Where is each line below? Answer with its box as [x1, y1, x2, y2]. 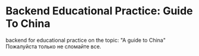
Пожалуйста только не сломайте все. [5, 43, 102, 50]
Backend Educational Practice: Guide [5, 4, 193, 18]
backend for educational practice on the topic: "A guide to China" [5, 36, 166, 43]
